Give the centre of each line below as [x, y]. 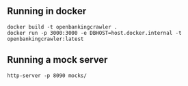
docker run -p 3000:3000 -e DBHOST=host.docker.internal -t [95, 33]
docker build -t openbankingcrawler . [62, 27]
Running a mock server [57, 60]
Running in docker [47, 11]
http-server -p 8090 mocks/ [47, 75]
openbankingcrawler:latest [45, 39]
